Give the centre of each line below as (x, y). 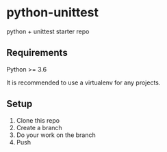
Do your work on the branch (56, 135)
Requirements (37, 53)
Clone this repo (38, 120)
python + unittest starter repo (48, 31)
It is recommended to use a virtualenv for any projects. (83, 82)
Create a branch (39, 127)
